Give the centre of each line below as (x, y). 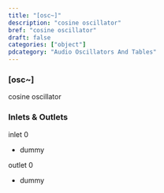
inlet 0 (19, 134)
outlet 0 (21, 165)
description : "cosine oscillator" (65, 23)
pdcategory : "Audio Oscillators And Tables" (82, 52)
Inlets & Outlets (38, 117)
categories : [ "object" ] (47, 45)
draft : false (30, 37)
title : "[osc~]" (35, 15)
